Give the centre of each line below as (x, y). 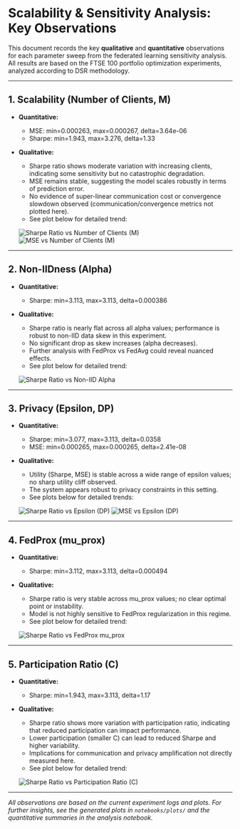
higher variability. (54, 745)
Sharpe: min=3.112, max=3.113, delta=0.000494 (98, 571)
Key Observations (62, 28)
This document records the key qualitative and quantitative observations (116, 48)
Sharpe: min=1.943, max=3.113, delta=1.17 (90, 695)
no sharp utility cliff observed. (73, 482)
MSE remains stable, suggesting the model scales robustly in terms (127, 181)
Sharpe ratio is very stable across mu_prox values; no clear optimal (127, 599)
